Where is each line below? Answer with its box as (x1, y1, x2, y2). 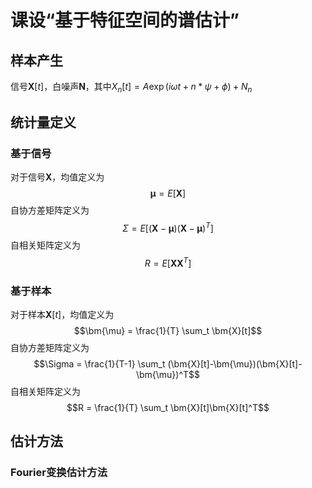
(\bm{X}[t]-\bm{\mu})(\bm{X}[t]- (167, 358, 303, 370)
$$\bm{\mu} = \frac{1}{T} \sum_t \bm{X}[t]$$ (73, 325, 263, 337)
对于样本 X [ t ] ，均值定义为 (10, 309, 115, 321)
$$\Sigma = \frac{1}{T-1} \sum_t (33, 358, 166, 370)
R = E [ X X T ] (144, 256, 192, 269)
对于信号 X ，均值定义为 (10, 171, 105, 183)
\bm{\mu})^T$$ (135, 369, 201, 381)
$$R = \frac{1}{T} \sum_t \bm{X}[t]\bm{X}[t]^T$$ (66, 402, 270, 414)
